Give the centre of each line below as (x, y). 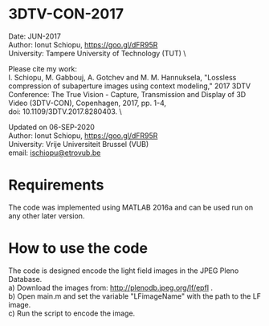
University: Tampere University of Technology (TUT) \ (97, 53)
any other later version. (47, 216)
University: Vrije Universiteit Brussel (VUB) (79, 144)
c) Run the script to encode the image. (72, 313)
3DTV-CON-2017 (66, 14)
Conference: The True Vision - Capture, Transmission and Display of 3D (127, 94)
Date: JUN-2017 (35, 36)
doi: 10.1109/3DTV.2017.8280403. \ (65, 111)
